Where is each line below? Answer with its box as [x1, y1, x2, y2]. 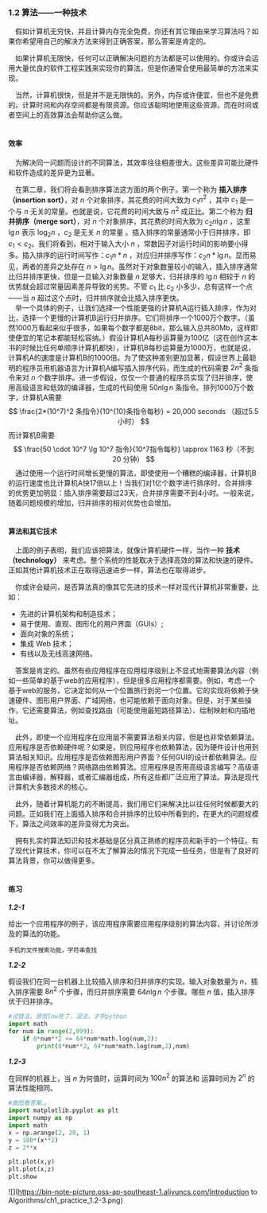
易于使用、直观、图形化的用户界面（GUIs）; [19, 619, 164, 629]
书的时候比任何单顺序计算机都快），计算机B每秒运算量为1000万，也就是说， [8, 342, 256, 352]
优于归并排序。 [8, 997, 57, 1006]
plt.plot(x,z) [8, 1165, 56, 1173]
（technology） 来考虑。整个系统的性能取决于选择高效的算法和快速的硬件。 [8, 556, 258, 565]
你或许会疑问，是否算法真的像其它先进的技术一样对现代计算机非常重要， [15, 583, 252, 592]
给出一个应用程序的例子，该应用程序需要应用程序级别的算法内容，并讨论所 [8, 919, 252, 928]
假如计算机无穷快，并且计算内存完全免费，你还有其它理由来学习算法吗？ [15, 26, 252, 37]
